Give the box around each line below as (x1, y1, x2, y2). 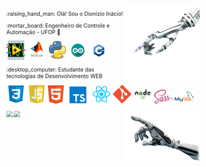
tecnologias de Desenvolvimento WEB (6, 72, 103, 80)
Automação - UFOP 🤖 (6, 29, 61, 35)
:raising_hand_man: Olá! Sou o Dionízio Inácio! (6, 10, 123, 17)
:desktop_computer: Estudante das (6, 66, 94, 73)
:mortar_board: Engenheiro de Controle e (6, 22, 110, 29)
